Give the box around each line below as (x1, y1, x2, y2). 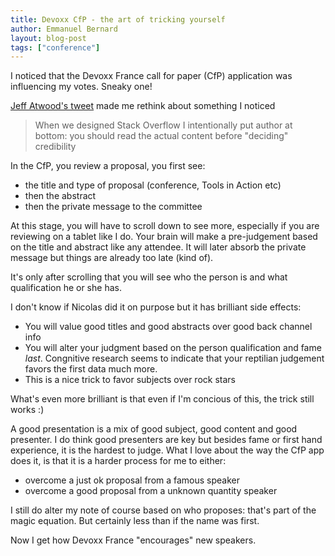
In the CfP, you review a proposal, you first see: (10, 160, 206, 172)
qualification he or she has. (10, 282, 122, 294)
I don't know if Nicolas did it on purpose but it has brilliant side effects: (10, 301, 302, 313)
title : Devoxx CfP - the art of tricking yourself (10, 14, 226, 25)
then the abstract (24, 190, 97, 202)
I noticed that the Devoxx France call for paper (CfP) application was (10, 70, 293, 82)
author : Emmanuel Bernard (10, 24, 118, 34)
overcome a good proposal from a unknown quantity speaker (24, 485, 278, 497)
